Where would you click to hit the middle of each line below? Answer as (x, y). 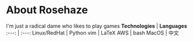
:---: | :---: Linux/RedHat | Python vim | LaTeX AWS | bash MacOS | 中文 (93, 33)
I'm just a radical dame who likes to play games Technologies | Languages (96, 26)
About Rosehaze (47, 10)
